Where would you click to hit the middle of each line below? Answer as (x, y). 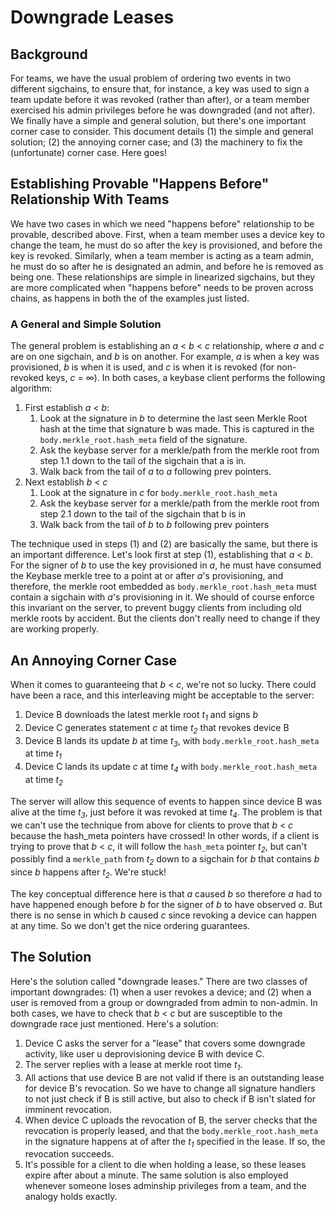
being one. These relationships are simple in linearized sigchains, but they (163, 277)
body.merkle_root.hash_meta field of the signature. (143, 440)
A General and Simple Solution (86, 324)
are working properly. (54, 629)
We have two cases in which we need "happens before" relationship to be (162, 223)
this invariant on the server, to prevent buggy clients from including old (156, 608)
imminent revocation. (68, 1109)
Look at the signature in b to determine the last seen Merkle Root (173, 418)
